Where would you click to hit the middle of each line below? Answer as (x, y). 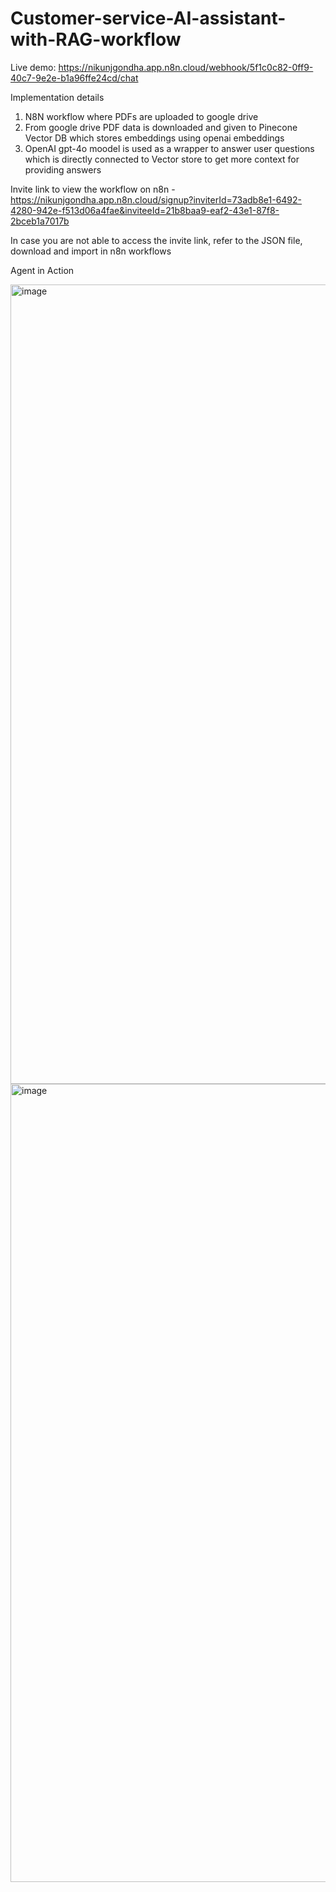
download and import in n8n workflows (91, 251)
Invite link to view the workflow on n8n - (93, 189)
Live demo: (33, 67)
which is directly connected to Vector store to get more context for (162, 159)
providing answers (63, 169)
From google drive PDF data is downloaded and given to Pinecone (161, 127)
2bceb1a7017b (40, 221)
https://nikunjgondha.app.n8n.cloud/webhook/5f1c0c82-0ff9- (186, 67)
